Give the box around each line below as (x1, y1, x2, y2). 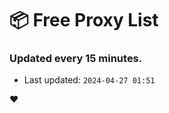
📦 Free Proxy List (9, 9, 159, 32)
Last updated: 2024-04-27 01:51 (23, 74, 156, 86)
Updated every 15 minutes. (9, 52, 143, 66)
